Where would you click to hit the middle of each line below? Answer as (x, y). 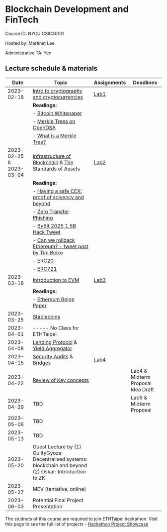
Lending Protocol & (55, 342)
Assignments (110, 82)
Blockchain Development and (67, 9)
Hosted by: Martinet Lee (30, 43)
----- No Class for (56, 328)
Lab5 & (139, 398)
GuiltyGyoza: (48, 453)
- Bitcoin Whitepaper (57, 113)
